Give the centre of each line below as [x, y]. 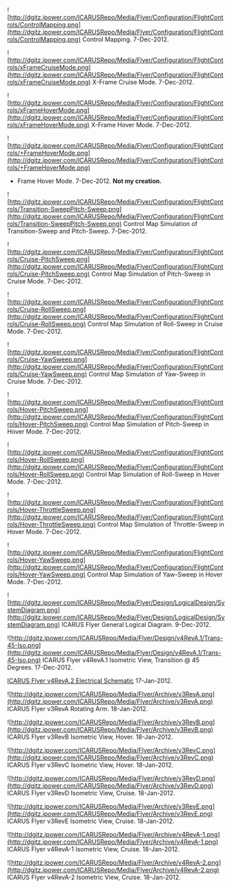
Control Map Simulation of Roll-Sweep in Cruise [155, 324]
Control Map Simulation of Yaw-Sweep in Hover [155, 574]
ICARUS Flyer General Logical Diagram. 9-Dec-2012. [136, 624]
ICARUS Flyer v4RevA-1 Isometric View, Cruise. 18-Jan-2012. [94, 849]
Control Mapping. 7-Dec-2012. [125, 39]
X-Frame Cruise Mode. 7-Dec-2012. [143, 82]
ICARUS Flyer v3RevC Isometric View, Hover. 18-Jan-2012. [90, 765]
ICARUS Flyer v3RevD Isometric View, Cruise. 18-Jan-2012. [91, 793]
